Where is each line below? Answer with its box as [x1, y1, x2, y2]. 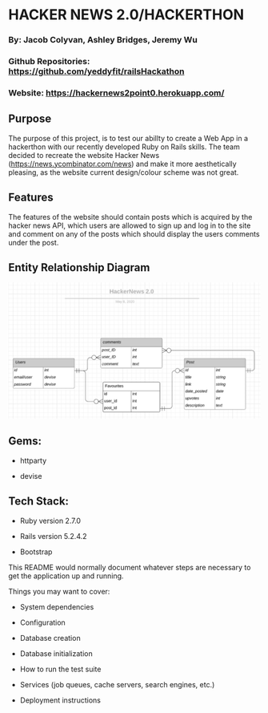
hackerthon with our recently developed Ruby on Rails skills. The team [8, 142, 240, 152]
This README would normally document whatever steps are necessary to [8, 562, 251, 572]
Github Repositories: [8, 56, 90, 67]
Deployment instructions [19, 695, 102, 705]
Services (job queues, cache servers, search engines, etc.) [19, 679, 215, 689]
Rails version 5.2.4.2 [19, 531, 87, 541]
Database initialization [19, 648, 94, 658]
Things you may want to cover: [8, 586, 110, 596]
